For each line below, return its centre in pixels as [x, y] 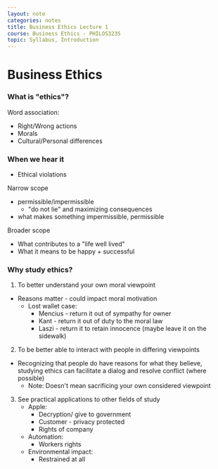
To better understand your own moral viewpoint [86, 285]
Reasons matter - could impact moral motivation [87, 299]
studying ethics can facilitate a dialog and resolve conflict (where [112, 371]
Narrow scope [28, 188]
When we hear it [36, 159]
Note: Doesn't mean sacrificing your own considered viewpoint [119, 386]
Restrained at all [62, 459]
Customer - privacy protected [82, 422]
